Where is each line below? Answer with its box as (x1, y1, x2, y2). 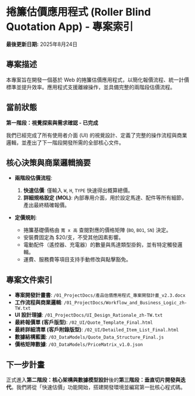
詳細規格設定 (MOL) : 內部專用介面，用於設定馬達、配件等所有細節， (23, 194, 187, 202)
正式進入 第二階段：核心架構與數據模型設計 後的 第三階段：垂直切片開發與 (6, 377, 180, 383)
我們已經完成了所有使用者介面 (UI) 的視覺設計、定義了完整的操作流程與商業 (6, 132, 187, 139)
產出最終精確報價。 (23, 202, 70, 209)
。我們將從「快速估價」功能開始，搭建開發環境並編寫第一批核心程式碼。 (11, 384, 186, 391)
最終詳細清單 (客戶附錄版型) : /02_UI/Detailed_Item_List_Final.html (14, 326, 179, 333)
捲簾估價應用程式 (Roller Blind (6, 5, 151, 19)
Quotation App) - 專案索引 (6, 20, 134, 33)
